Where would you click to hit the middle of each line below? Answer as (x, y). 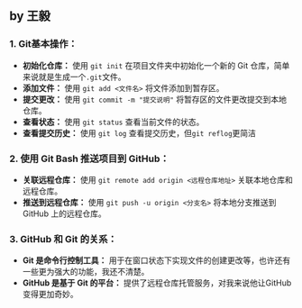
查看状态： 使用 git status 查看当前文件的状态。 (113, 122)
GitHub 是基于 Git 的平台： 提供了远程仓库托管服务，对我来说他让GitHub (157, 283)
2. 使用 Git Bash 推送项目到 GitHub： (89, 159)
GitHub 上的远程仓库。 (64, 213)
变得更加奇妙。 (50, 294)
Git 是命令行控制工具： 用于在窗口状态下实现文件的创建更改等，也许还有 (156, 260)
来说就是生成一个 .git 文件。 (74, 77)
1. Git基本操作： (44, 44)
